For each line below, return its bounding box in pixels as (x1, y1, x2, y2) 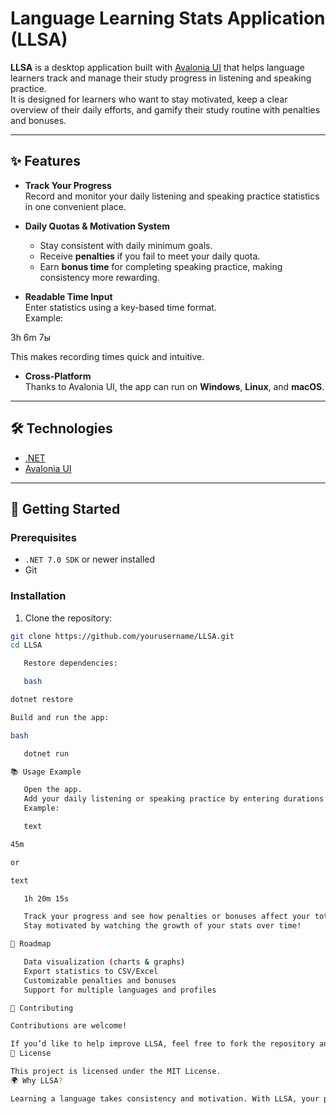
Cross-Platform (24, 370, 92, 382)
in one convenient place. (24, 200, 127, 212)
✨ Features (10, 153, 81, 170)
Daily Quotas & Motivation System (24, 220, 170, 232)
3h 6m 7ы (10, 331, 51, 343)
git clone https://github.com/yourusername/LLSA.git (10, 631, 235, 641)
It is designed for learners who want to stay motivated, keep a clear (10, 93, 288, 105)
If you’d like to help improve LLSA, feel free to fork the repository (10, 1039, 315, 1049)
